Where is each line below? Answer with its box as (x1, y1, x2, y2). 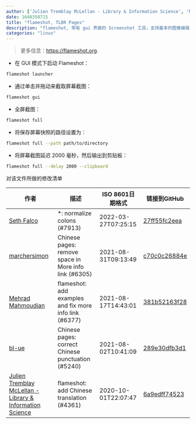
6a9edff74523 (143, 390, 185, 398)
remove (57, 248, 79, 256)
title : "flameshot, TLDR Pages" (6, 19, 85, 25)
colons (57, 216, 76, 224)
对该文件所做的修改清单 (6, 175, 62, 182)
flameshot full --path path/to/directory (6, 140, 108, 146)
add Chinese (57, 386, 92, 394)
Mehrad (9, 294, 31, 302)
